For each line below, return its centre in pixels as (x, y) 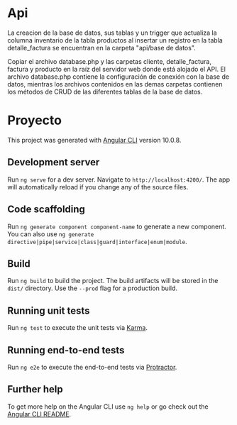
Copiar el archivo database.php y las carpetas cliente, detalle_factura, (109, 61)
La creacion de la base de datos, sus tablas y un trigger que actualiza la (112, 33)
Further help (35, 389)
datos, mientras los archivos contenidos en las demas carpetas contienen (115, 84)
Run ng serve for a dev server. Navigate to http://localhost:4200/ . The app (119, 180)
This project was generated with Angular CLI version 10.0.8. (94, 140)
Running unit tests (49, 310)
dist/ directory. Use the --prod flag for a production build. (92, 288)
